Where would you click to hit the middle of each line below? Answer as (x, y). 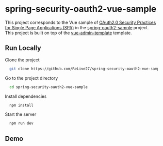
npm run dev (22, 123)
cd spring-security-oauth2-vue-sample (49, 87)
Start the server (21, 114)
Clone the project (22, 60)
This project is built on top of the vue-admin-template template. (68, 33)
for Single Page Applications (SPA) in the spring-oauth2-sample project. (77, 27)
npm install (22, 105)
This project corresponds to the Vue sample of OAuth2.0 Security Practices (81, 22)
